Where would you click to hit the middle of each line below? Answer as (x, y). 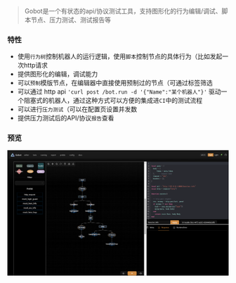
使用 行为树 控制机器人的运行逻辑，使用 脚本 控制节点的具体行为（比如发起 (120, 56)
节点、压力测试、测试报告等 (71, 20)
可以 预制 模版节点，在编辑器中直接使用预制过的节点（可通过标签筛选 (115, 83)
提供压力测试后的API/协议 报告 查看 (66, 118)
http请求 (35, 65)
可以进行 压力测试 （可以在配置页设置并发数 (77, 109)
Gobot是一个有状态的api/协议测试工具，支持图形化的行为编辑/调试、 (123, 11)
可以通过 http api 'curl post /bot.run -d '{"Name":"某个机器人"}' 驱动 (119, 92)
